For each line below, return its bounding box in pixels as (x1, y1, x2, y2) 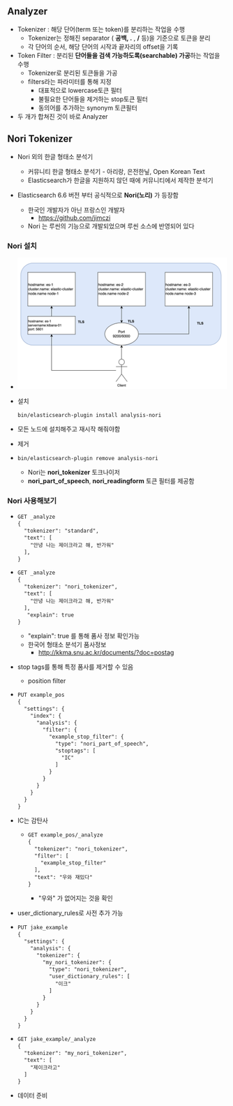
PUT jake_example (17, 924, 68, 931)
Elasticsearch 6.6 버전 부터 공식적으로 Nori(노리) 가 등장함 (17, 191, 179, 199)
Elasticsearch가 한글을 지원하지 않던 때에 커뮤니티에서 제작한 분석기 (27, 176, 214, 184)
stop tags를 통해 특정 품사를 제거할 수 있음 (17, 663, 134, 671)
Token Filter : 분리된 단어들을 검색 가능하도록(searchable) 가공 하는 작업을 (17, 51, 220, 59)
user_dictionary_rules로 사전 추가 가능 (17, 909, 123, 917)
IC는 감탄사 (17, 816, 49, 825)
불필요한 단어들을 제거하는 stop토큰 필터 (38, 94, 149, 103)
